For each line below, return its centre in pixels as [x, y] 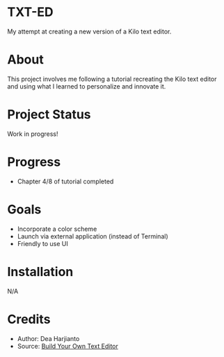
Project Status [49, 115]
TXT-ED [30, 12]
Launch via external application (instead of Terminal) [93, 236]
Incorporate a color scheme [57, 229]
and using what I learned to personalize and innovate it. [87, 86]
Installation [40, 272]
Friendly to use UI [42, 243]
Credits [29, 319]
